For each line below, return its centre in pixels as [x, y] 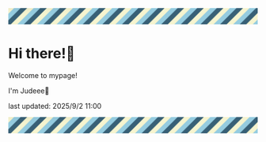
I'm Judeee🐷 [29, 91]
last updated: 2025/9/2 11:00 [55, 106]
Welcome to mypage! [43, 75]
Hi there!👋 [42, 54]
